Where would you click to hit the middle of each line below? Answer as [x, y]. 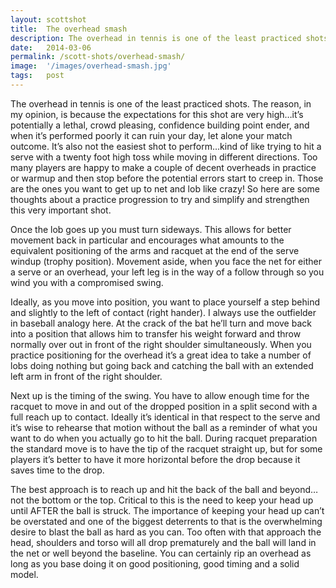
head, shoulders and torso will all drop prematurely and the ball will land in [163, 542]
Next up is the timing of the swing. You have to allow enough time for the [160, 395]
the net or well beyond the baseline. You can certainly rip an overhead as [161, 553]
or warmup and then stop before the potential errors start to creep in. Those [167, 178]
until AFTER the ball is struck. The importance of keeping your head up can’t [167, 510]
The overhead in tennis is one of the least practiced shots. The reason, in [161, 103]
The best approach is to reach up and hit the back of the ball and [144, 489]
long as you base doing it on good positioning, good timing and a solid [155, 563]
